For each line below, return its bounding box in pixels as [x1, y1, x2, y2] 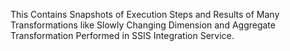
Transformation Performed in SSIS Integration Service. [10, 30, 235, 41]
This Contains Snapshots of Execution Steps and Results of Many [10, 9, 280, 20]
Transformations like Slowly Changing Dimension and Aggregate [10, 19, 276, 31]
